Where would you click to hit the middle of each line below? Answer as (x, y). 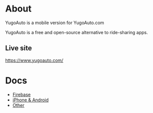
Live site (19, 48)
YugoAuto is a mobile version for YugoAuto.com (55, 23)
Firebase (22, 94)
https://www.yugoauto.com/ (34, 60)
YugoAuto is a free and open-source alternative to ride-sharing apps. (76, 32)
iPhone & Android (31, 100)
